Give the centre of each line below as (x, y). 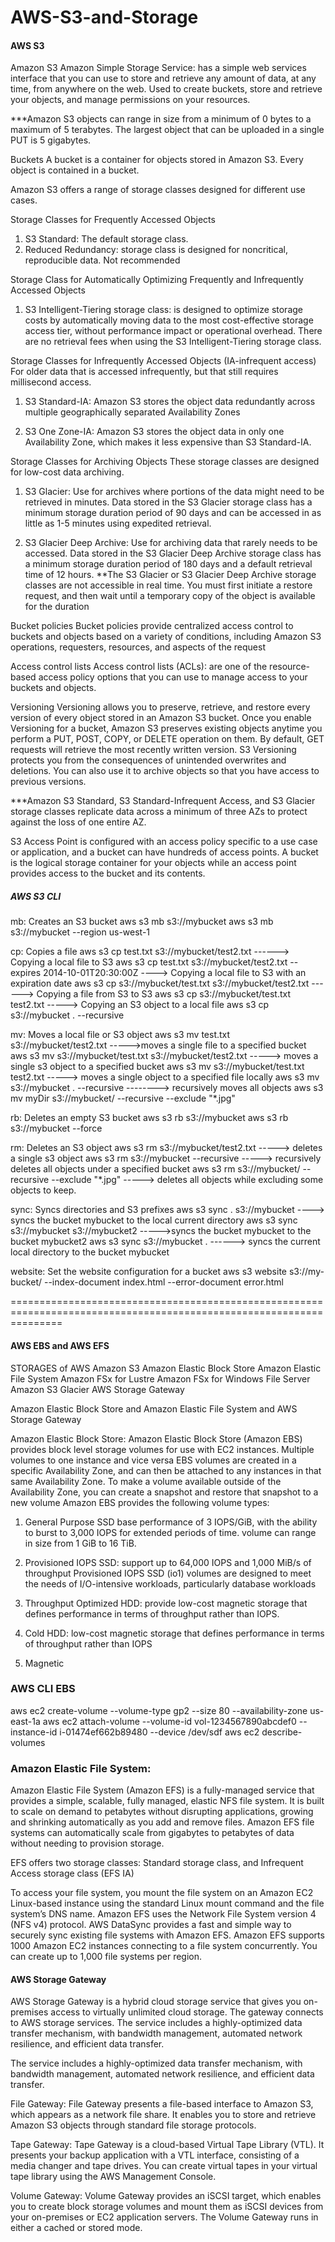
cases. (24, 200)
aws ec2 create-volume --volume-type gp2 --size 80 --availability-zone (159, 1710)
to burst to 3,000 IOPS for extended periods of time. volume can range (170, 1532)
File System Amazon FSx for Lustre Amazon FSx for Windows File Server (160, 1378)
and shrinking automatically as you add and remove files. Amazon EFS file (162, 1822)
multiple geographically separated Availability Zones (132, 412)
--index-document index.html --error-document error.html (163, 1282)
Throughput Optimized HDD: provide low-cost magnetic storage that (166, 1603)
